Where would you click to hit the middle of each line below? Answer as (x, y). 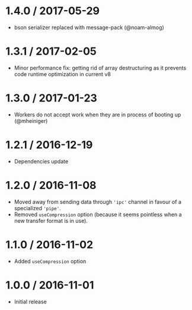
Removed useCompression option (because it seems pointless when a (98, 214)
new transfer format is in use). (51, 220)
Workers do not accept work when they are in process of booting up (97, 115)
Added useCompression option (50, 261)
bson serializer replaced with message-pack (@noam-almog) (89, 27)
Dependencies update (41, 161)
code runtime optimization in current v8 (62, 74)
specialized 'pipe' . (38, 208)
